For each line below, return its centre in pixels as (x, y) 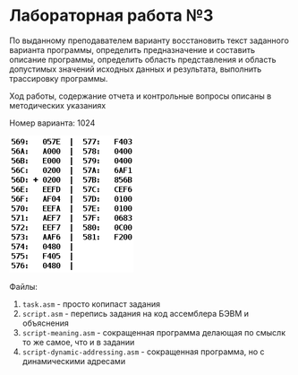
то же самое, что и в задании (78, 342)
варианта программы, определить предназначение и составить (132, 49)
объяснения (45, 323)
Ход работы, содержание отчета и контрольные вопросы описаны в (140, 96)
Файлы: (24, 286)
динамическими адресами (74, 361)
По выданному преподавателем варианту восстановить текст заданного (149, 40)
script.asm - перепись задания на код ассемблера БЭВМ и (135, 313)
